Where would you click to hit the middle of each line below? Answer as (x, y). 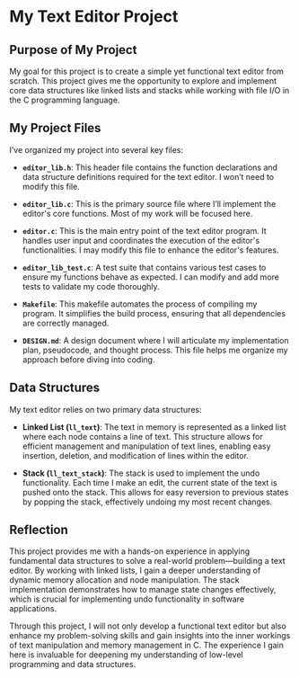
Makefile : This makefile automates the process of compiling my (140, 304)
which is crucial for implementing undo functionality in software (127, 599)
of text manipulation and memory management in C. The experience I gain (147, 646)
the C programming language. (65, 100)
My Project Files (55, 128)
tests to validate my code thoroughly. (91, 286)
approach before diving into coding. (88, 359)
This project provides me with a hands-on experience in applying (130, 551)
